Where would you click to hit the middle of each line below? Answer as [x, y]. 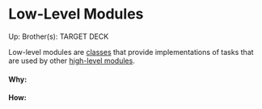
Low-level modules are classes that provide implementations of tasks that [131, 52]
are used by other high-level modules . [72, 61]
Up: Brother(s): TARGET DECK [59, 36]
